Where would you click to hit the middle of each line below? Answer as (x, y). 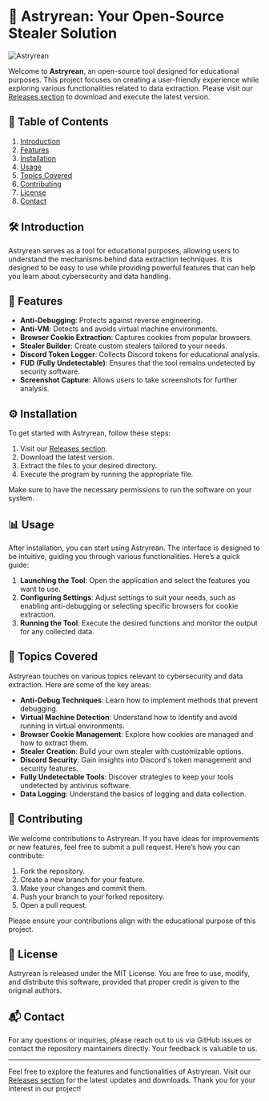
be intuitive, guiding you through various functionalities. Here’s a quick (124, 556)
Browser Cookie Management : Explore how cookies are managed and (137, 734)
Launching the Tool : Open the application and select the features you (135, 580)
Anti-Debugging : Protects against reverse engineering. (111, 321)
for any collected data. (57, 631)
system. (21, 498)
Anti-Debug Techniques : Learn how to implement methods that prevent (139, 700)
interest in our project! (45, 1089)
